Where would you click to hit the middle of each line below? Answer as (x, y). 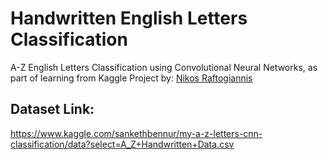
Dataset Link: (52, 109)
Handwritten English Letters (129, 18)
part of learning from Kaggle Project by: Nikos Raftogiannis (131, 78)
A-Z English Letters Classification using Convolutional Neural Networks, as (164, 67)
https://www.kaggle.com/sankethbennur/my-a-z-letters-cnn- (136, 133)
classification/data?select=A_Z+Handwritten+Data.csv (122, 144)
